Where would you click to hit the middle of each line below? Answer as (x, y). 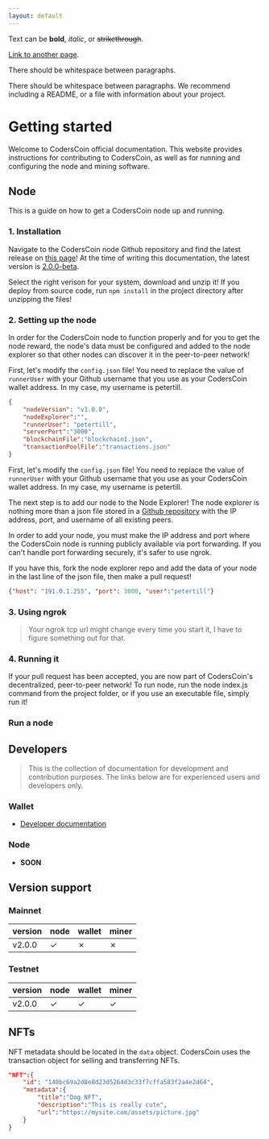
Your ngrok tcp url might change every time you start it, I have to (135, 630)
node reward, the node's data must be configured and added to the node (130, 346)
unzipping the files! (40, 299)
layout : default (35, 16)
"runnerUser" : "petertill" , (70, 425)
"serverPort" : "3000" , (59, 432)
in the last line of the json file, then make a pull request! (100, 576)
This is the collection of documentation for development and (128, 768)
